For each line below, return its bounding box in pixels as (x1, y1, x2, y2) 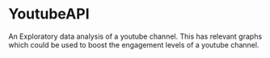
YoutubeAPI (8, 5, 90, 23)
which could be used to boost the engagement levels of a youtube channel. (8, 39, 259, 49)
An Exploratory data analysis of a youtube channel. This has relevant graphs (8, 31, 263, 41)
